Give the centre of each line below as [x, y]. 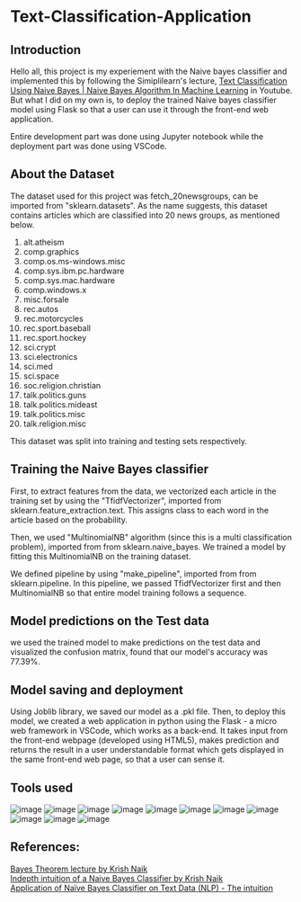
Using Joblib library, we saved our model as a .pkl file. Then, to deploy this [148, 711]
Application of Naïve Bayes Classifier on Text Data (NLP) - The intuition [142, 888]
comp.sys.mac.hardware [69, 280]
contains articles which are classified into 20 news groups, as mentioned [145, 215]
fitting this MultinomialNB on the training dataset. [101, 556]
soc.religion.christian [62, 385]
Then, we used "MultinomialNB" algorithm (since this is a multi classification [151, 537]
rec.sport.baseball [57, 328]
